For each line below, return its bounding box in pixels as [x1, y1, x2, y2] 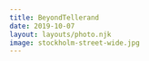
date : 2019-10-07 [9, 22, 75, 30]
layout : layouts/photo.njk [9, 30, 112, 39]
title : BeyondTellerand [9, 13, 100, 22]
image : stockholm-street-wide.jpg [9, 38, 141, 48]
